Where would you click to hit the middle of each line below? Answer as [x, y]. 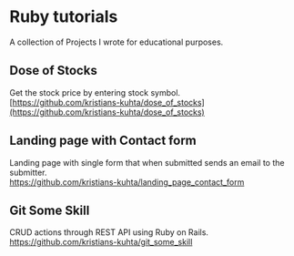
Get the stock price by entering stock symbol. [95, 92]
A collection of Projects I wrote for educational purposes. [117, 42]
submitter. [28, 172]
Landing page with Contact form [103, 141]
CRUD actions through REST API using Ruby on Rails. [109, 232]
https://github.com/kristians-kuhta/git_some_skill [101, 242]
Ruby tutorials [64, 17]
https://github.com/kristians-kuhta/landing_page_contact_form [127, 182]
